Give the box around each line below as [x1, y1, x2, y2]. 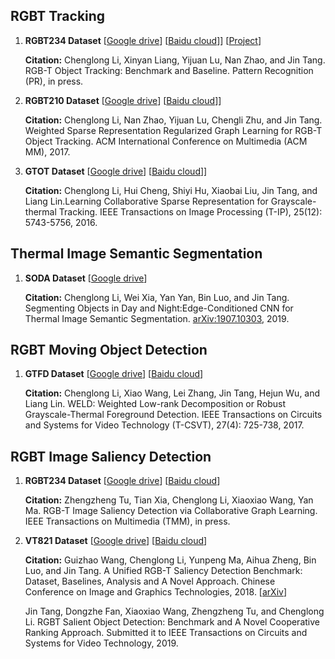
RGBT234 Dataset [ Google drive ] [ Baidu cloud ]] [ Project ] [24, 34, 262, 46]
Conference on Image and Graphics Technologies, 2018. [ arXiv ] [24, 586, 288, 598]
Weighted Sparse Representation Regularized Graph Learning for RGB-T [24, 124, 323, 136]
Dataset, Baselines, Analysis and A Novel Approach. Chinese [24, 575, 276, 588]
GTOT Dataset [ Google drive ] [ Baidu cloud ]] [24, 165, 208, 177]
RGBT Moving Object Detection [10, 342, 208, 359]
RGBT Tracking [10, 8, 106, 25]
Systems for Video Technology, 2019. [24, 637, 179, 649]
